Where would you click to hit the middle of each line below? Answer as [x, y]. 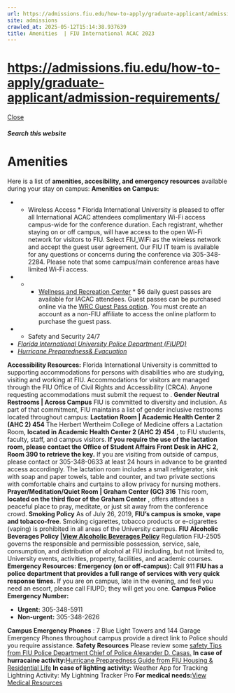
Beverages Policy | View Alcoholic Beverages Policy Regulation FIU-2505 [114, 536]
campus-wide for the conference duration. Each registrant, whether [125, 224]
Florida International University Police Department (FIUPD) [102, 344]
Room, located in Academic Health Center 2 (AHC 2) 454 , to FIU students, [116, 431]
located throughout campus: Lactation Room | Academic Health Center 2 [114, 417]
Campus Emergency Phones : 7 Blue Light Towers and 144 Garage [104, 630]
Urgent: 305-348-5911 [50, 609]
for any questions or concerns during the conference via [109, 254]
